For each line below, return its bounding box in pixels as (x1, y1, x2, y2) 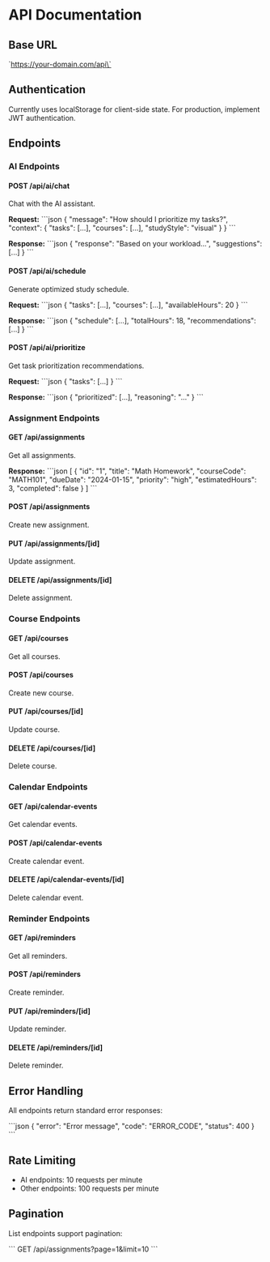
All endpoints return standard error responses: (8, 1106, 163, 1115)
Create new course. (8, 687, 74, 698)
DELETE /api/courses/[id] (8, 743, 95, 753)
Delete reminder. (8, 1060, 64, 1071)
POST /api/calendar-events (8, 837, 103, 848)
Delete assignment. (8, 593, 73, 603)
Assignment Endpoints (8, 412, 100, 423)
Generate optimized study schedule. (8, 284, 129, 293)
